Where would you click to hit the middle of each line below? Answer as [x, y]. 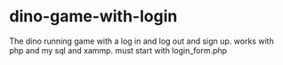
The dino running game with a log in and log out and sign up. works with [141, 41]
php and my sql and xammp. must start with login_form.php [118, 50]
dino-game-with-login [93, 16]
